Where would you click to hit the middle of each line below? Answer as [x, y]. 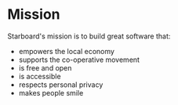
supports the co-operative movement [79, 60]
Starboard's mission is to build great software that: [89, 36]
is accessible [40, 76]
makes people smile [51, 92]
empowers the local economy [67, 51]
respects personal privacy [61, 85]
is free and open [45, 67]
